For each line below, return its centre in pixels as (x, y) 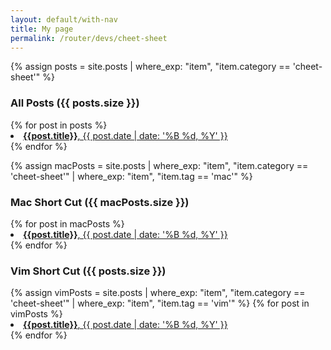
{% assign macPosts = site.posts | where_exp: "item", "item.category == (159, 165)
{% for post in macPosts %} (67, 223)
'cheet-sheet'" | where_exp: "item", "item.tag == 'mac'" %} (131, 176)
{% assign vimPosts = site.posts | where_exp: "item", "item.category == (158, 293)
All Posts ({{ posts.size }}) (75, 103)
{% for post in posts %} (59, 125)
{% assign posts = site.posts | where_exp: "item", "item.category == (150, 67)
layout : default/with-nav (64, 19)
